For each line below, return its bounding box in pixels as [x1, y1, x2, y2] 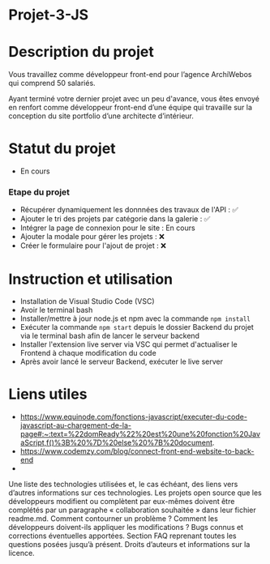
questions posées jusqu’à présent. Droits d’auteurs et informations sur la [8, 540, 251, 549]
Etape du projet [8, 186, 71, 198]
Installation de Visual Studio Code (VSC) [19, 297, 156, 306]
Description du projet [8, 43, 154, 62]
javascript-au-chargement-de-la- [19, 421, 132, 430]
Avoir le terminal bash [19, 305, 93, 315]
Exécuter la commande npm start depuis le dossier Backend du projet [19, 323, 254, 332]
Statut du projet [8, 139, 116, 158]
